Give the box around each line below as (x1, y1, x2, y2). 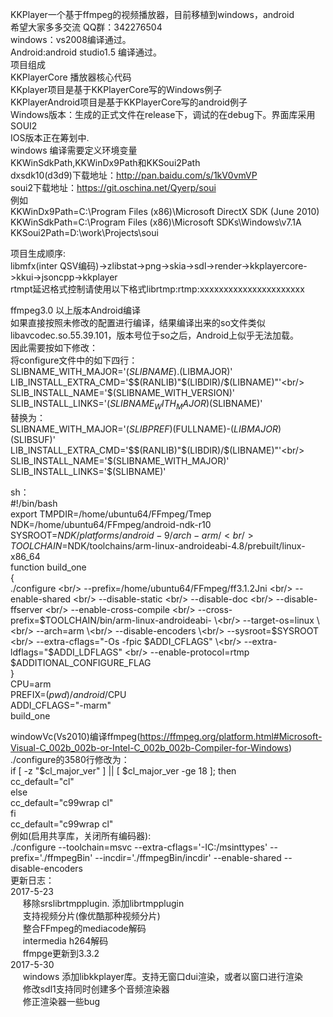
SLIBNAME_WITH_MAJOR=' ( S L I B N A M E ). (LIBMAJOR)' (10, 366, 233, 377)
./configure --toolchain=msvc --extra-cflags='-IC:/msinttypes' (10, 841, 268, 853)
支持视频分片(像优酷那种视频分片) (22, 909, 161, 922)
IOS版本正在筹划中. (10, 132, 90, 143)
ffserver (10, 603, 43, 615)
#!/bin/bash (10, 497, 58, 509)
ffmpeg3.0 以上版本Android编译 (10, 304, 142, 316)
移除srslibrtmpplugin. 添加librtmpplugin (22, 897, 185, 909)
